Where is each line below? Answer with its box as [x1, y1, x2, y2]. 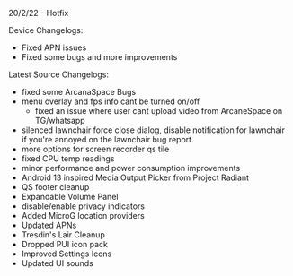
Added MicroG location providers [21, 211, 145, 220]
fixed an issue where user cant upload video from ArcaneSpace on [34, 106, 283, 116]
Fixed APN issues [21, 42, 87, 53]
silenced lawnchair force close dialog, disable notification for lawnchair [21, 125, 285, 135]
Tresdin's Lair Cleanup [21, 229, 105, 240]
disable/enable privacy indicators [21, 201, 146, 211]
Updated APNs [21, 220, 77, 230]
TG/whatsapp [34, 116, 86, 125]
